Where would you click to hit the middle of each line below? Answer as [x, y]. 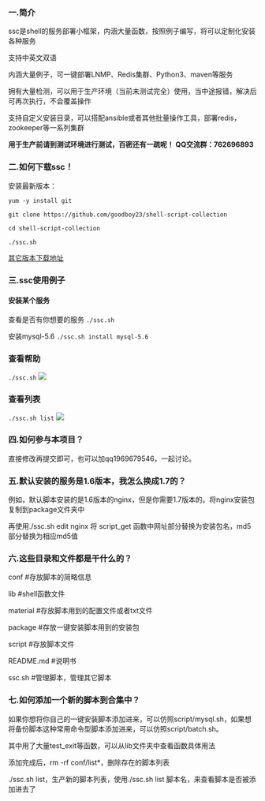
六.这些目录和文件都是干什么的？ [70, 558]
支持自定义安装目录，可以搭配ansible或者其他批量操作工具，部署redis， [125, 118]
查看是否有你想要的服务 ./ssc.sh [62, 319]
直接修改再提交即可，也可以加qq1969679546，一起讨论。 [102, 459]
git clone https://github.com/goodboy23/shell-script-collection [118, 215]
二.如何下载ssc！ [41, 167]
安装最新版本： [32, 185]
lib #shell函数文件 [37, 594]
